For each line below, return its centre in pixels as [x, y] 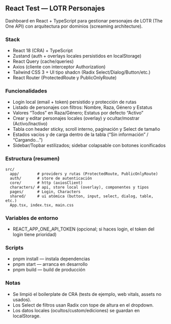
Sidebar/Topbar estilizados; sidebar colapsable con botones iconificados [89, 146]
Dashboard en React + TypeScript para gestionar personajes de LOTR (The [84, 20]
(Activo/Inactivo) [30, 124]
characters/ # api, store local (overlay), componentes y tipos [79, 187]
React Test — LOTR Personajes [55, 8]
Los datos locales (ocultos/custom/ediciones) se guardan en [76, 310]
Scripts [15, 247]
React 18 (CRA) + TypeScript [42, 51]
